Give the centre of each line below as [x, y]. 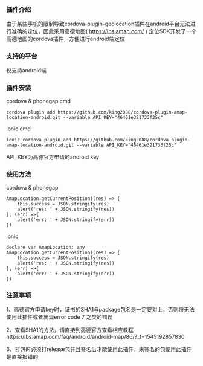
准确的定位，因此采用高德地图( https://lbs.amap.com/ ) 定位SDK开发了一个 [104, 31]
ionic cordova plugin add [39, 140]
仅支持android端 [27, 70]
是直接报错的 [22, 357]
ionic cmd [19, 129]
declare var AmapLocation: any [46, 248]
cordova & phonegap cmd [39, 101]
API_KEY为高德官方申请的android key [53, 157]
